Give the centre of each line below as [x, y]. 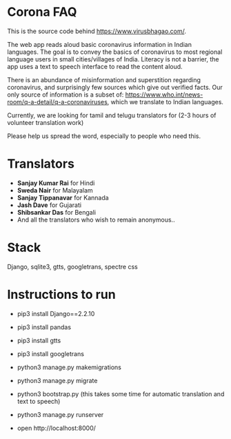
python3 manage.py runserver [60, 414]
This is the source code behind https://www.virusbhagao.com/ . [97, 31]
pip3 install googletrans [51, 353]
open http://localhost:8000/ [57, 428]
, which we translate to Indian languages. [165, 101]
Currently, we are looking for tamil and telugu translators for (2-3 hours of [112, 115]
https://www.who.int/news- [164, 95]
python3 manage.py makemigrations [69, 367]
